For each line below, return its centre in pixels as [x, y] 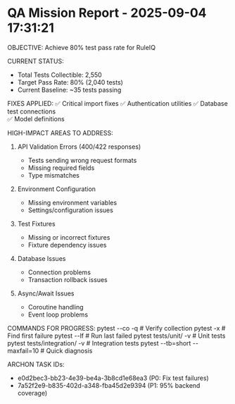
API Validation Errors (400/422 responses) [79, 147]
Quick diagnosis [69, 350]
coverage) [32, 393]
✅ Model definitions [36, 118]
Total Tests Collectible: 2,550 [59, 75]
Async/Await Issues [46, 293]
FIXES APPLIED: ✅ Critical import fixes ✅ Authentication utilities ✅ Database [118, 103]
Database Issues [42, 258]
